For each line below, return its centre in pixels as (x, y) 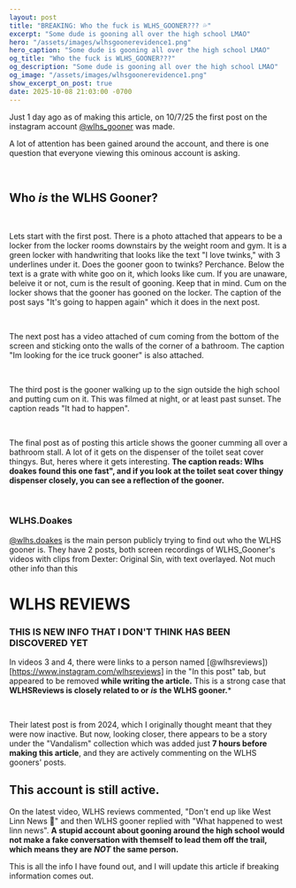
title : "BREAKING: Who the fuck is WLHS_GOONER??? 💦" (110, 26)
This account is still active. (84, 790)
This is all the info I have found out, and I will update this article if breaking (144, 866)
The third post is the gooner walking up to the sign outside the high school (144, 390)
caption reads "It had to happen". (69, 409)
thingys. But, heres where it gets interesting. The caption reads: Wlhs (137, 462)
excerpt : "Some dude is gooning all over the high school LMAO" (130, 34)
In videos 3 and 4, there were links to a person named (107, 662)
